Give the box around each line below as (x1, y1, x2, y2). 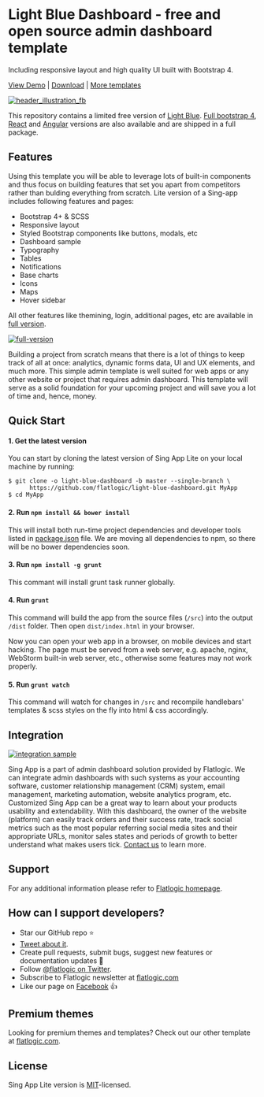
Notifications (19, 261, 61, 271)
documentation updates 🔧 (19, 955, 104, 965)
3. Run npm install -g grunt (8, 560, 102, 569)
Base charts (19, 270, 59, 280)
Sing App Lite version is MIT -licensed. (8, 1080, 132, 1090)
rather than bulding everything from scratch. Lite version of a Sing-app (8, 187, 238, 198)
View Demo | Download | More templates (8, 80, 142, 90)
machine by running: (8, 462, 75, 472)
